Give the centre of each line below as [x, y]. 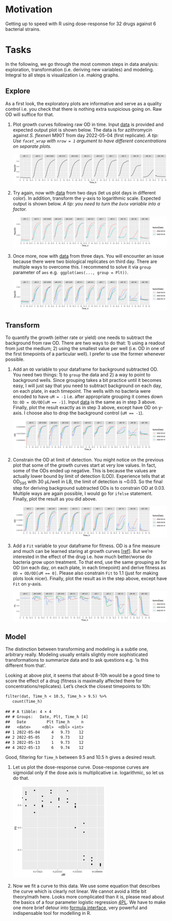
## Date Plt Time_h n [44, 722]
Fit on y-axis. [27, 584]
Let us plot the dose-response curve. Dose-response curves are [81, 767]
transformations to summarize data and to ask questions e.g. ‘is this [77, 660]
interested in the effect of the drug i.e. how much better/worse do [82, 557]
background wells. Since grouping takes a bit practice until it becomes [87, 380]
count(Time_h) [27, 702]
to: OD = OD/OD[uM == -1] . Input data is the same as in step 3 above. [84, 402]
